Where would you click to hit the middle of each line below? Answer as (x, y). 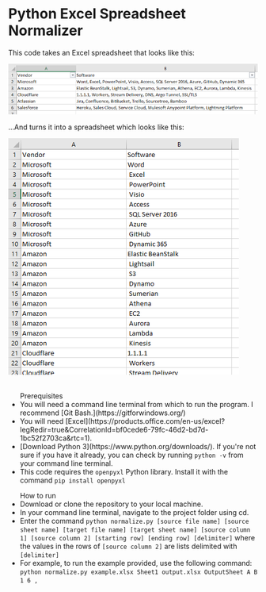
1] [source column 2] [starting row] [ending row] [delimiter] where (137, 537)
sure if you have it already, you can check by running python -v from (131, 455)
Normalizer (46, 31)
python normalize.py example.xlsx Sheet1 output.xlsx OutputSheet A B (139, 572)
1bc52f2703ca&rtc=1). (56, 438)
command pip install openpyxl (72, 480)
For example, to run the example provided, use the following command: (136, 563)
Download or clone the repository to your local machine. (111, 504)
